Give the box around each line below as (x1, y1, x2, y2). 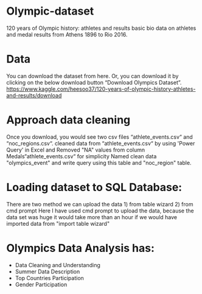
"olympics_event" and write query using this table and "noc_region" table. (6, 159, 192, 166)
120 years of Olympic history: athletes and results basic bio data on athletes (6, 24, 197, 32)
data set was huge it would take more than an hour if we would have (6, 213, 178, 220)
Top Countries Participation (15, 274, 84, 281)
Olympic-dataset (6, 4, 94, 18)
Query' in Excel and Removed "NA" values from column (6, 146, 145, 153)
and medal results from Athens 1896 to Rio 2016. (6, 30, 128, 38)
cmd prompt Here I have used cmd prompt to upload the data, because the (6, 207, 194, 214)
